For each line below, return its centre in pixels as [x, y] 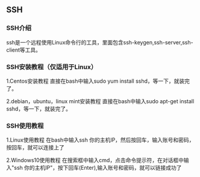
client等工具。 [23, 50]
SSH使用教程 [25, 125]
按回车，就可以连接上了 [35, 148]
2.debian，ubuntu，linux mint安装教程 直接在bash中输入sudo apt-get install [100, 101]
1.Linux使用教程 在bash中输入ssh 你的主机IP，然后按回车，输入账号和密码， [100, 140]
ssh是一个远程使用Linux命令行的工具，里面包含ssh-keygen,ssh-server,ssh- [100, 42]
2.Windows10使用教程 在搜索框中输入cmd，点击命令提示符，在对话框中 [95, 160]
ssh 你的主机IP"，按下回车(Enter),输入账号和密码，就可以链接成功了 [98, 168]
